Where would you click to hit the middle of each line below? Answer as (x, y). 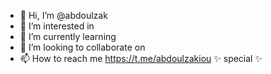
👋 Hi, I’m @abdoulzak (63, 15)
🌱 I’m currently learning (68, 36)
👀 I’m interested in (57, 26)
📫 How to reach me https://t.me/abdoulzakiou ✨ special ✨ (141, 58)
